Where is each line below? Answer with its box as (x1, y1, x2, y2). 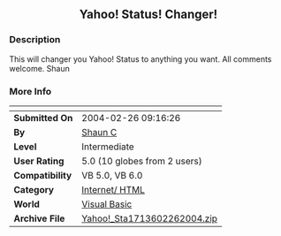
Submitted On (13, 111, 73, 124)
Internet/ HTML (81, 183, 146, 195)
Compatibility (13, 169, 72, 181)
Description (9, 34, 61, 46)
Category (13, 183, 55, 195)
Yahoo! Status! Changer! (79, 7, 218, 22)
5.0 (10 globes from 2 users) (81, 155, 203, 167)
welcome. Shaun (9, 63, 71, 73)
